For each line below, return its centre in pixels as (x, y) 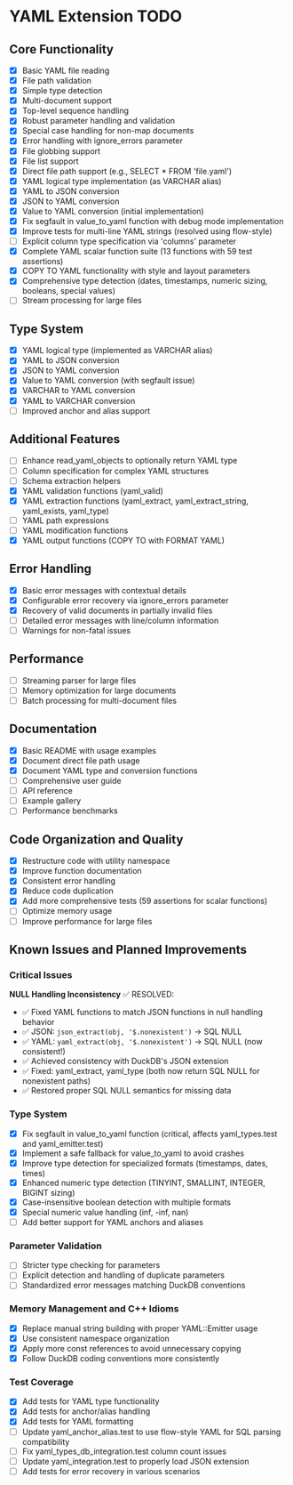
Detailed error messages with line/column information (120, 620)
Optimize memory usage (67, 911)
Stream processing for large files (82, 301)
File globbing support (61, 151)
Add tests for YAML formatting (78, 1422)
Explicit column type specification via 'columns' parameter (129, 241)
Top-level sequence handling (75, 111)
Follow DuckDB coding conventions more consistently (121, 1358)
